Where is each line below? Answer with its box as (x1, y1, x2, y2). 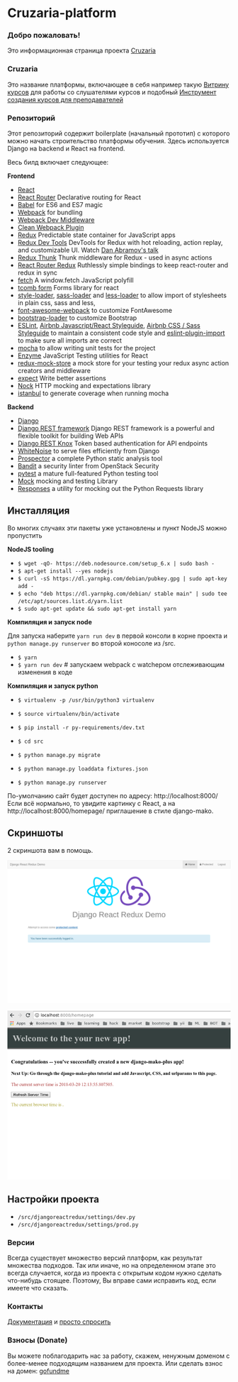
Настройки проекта (7, 1193, 99, 1205)
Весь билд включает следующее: (7, 158, 109, 167)
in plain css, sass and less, (17, 299, 96, 307)
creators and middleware (17, 367, 91, 375)
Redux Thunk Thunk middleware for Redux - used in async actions (17, 253, 212, 262)
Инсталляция (7, 505, 70, 517)
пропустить (7, 531, 42, 540)
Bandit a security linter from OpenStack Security (17, 462, 159, 470)
